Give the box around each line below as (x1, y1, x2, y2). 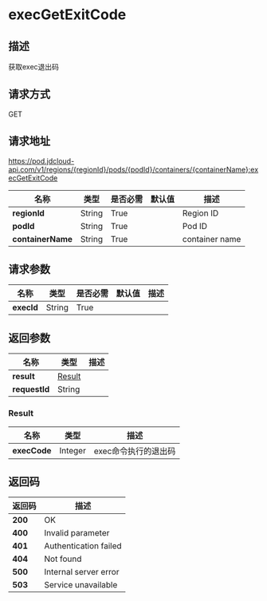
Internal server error (44, 567, 120, 578)
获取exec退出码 (8, 62, 60, 71)
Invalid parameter (44, 528, 110, 539)
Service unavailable (44, 579, 118, 591)
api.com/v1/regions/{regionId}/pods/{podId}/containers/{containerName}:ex (8, 164, 259, 174)
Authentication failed (44, 540, 122, 552)
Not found (44, 553, 82, 564)
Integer (59, 445, 86, 456)
